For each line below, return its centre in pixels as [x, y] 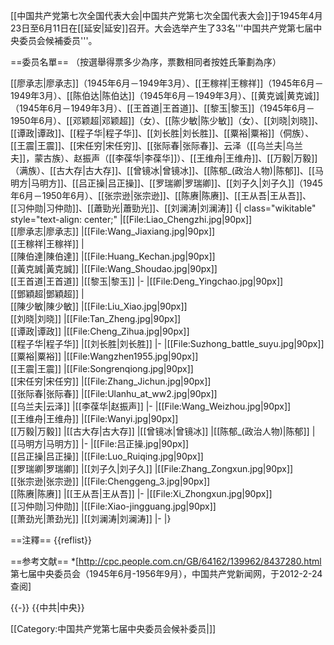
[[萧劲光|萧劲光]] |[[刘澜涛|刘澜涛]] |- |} [91, 518]
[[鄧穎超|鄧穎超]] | [47, 293]
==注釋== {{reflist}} [51, 540]
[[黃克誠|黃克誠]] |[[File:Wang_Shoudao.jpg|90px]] [114, 268]
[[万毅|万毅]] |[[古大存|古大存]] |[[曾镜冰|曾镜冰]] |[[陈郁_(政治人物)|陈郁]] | [163, 431]
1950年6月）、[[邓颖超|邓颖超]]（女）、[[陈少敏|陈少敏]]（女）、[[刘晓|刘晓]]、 [167, 120]
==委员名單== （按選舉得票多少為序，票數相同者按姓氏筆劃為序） [146, 62]
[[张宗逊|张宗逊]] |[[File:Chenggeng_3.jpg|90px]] [110, 481]
